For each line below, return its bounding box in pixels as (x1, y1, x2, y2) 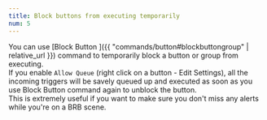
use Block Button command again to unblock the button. (8, 84, 197, 94)
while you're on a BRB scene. (8, 102, 107, 112)
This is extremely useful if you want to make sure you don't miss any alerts (8, 93, 259, 103)
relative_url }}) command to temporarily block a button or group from (8, 50, 239, 60)
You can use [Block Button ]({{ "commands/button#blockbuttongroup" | (8, 41, 249, 51)
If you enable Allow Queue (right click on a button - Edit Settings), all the (8, 67, 248, 77)
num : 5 (8, 19, 31, 28)
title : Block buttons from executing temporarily (8, 11, 181, 20)
